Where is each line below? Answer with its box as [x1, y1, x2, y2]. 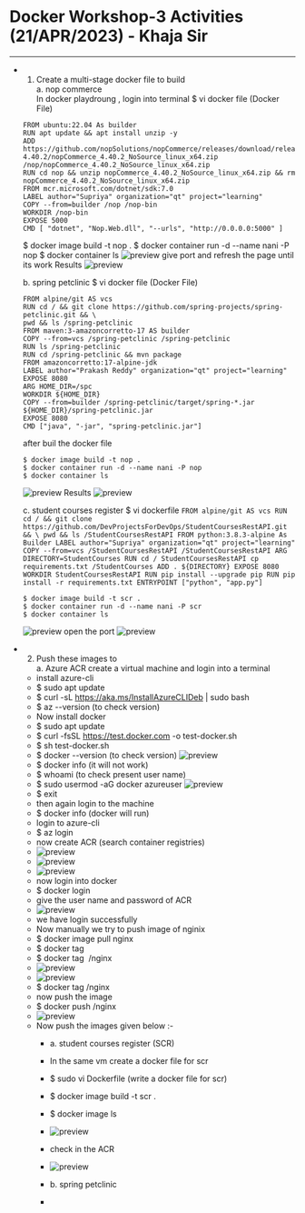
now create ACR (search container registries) [35, 837, 206, 847]
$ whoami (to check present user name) [35, 768, 186, 779]
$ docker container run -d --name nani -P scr [22, 602, 202, 611]
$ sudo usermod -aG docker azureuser [35, 778, 183, 789]
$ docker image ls [49, 1108, 117, 1119]
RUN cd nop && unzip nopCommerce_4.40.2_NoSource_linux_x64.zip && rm [22, 168, 296, 177]
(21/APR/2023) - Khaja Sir [9, 25, 209, 46]
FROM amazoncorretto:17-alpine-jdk [22, 357, 158, 367]
